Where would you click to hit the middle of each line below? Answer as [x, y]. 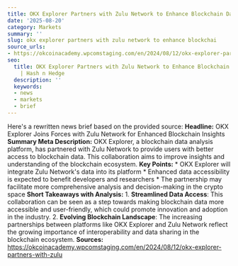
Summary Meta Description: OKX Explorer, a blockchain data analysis [110, 141]
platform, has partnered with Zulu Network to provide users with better [110, 149]
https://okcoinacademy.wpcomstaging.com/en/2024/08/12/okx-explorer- [114, 247]
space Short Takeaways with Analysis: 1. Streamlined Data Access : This [115, 194]
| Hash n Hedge [42, 73]
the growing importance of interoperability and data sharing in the [103, 232]
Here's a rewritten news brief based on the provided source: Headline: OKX [118, 126]
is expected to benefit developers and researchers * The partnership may [114, 179]
